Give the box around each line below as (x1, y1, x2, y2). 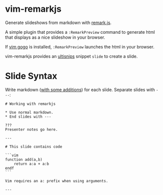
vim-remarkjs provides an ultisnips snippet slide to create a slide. (5, 53, 138, 59)
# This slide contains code (5, 144, 63, 149)
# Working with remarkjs (5, 101, 56, 106)
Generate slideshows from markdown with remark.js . (5, 20, 112, 25)
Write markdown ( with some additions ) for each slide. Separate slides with (5, 87, 155, 93)
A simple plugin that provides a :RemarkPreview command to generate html (5, 29, 155, 35)
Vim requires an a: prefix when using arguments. (5, 178, 109, 183)
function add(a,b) (5, 157, 43, 162)
